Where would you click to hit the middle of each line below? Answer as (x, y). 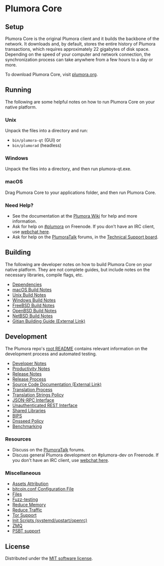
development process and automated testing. (51, 354)
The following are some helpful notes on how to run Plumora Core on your (80, 102)
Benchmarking (27, 426)
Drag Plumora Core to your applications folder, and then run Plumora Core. (81, 192)
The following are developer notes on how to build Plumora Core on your (79, 264)
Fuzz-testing (25, 499)
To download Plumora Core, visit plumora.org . (52, 74)
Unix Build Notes (29, 295)
